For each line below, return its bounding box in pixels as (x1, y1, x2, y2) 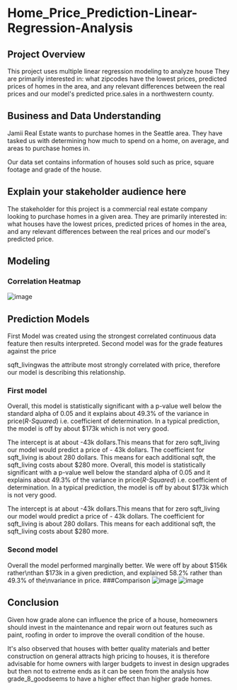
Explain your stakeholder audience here (7, 186, 187, 198)
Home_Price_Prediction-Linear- (7, 5, 198, 21)
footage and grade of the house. (7, 165, 102, 174)
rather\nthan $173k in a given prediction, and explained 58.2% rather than (7, 568, 223, 577)
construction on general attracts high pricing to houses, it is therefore (7, 652, 210, 660)
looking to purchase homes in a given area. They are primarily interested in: (7, 212, 228, 220)
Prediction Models (7, 313, 90, 325)
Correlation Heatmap (7, 276, 81, 286)
